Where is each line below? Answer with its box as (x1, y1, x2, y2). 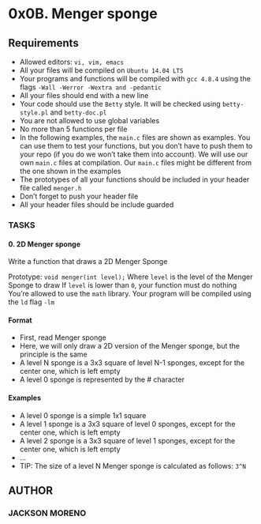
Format (8, 315, 33, 325)
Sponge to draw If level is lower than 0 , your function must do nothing (8, 281, 237, 290)
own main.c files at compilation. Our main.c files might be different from (19, 158, 252, 167)
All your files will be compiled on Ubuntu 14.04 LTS (19, 66, 184, 75)
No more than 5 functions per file (19, 124, 128, 134)
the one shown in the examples (19, 167, 121, 175)
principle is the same (19, 349, 88, 360)
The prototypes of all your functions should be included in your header (19, 175, 250, 184)
